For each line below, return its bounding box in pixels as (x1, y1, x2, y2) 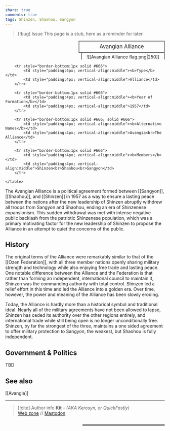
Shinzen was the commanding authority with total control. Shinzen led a (5, 281, 155, 287)
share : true (5, 7, 30, 13)
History (5, 240, 29, 249)
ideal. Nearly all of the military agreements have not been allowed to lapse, (5, 307, 161, 313)
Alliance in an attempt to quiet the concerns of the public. (5, 225, 125, 231)
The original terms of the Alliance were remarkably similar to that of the (5, 254, 154, 260)
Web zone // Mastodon (17, 410, 66, 416)
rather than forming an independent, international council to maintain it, (5, 275, 154, 282)
